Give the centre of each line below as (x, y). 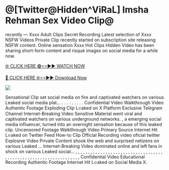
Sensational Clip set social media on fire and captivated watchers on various (84, 97)
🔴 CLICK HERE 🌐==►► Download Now (46, 78)
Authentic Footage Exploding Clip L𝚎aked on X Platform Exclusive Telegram (84, 108)
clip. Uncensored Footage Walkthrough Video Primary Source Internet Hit (81, 130)
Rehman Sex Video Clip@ (60, 20)
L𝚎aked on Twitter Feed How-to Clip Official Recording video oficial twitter (83, 135)
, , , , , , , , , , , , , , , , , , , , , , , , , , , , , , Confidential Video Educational (75, 157)
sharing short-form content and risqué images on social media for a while (81, 50)
